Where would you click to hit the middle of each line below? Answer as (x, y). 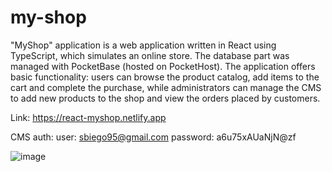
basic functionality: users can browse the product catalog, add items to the (165, 77)
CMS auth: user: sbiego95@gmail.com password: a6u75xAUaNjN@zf (153, 137)
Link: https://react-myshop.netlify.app (88, 117)
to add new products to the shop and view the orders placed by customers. (165, 98)
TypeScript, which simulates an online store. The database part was (150, 55)
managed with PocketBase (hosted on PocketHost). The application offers (163, 66)
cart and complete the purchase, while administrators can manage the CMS (166, 87)
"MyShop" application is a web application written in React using (143, 45)
